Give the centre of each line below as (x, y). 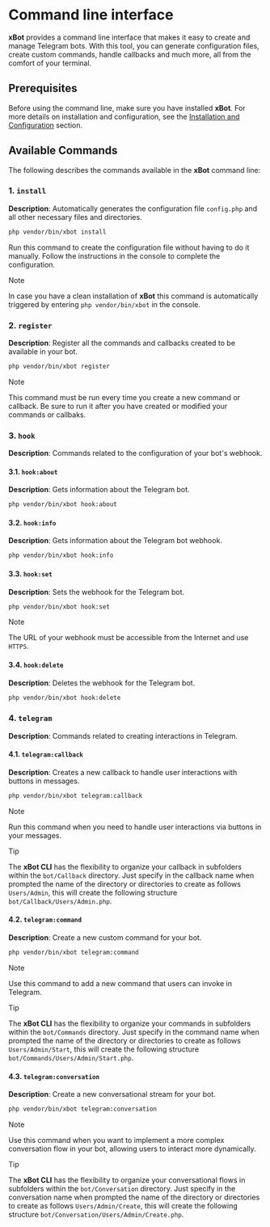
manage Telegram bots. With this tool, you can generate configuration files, (134, 45)
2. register (30, 325)
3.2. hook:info (32, 522)
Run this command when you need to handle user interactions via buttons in (135, 827)
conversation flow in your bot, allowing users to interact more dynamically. (132, 1149)
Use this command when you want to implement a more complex (116, 1141)
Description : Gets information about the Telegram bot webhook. (115, 541)
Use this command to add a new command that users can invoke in (120, 983)
